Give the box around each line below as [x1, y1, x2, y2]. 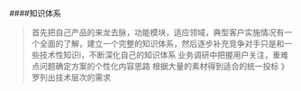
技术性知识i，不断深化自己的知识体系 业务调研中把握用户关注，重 [39, 50, 281, 60]
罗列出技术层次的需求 [31, 72, 111, 83]
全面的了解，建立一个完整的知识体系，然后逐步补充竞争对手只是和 [39, 39, 285, 49]
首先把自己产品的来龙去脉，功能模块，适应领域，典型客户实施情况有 [31, 27, 285, 38]
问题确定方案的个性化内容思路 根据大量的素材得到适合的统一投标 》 [39, 61, 289, 71]
